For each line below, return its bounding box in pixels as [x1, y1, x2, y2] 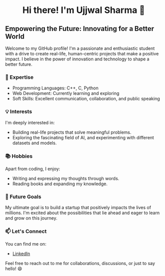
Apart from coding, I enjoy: [5, 166, 60, 172]
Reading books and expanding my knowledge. [12, 181, 108, 187]
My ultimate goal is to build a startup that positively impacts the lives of [5, 205, 151, 211]
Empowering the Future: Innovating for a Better [5, 24, 155, 33]
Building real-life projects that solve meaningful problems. [12, 129, 132, 135]
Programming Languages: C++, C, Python [12, 85, 99, 91]
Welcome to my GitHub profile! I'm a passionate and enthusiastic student [5, 45, 155, 51]
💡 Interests [5, 108, 32, 115]
